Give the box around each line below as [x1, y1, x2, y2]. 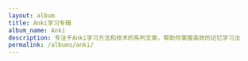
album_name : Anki [8, 26, 66, 34]
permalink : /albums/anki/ [8, 41, 94, 49]
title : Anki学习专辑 [8, 19, 72, 27]
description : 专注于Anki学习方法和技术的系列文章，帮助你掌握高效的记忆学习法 [8, 33, 241, 42]
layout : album [8, 11, 56, 20]
